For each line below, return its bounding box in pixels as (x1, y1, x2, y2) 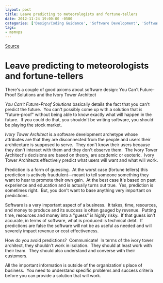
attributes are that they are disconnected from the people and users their (5, 136, 151, 142)
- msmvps (5, 30, 23, 35)
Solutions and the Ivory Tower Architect (16, 92, 96, 97)
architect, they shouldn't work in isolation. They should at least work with (5, 242, 152, 248)
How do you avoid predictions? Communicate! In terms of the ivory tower (5, 237, 154, 243)
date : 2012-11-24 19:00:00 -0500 (5, 16, 73, 21)
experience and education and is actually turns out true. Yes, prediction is (5, 182, 154, 188)
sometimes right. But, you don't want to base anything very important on (5, 187, 151, 193)
